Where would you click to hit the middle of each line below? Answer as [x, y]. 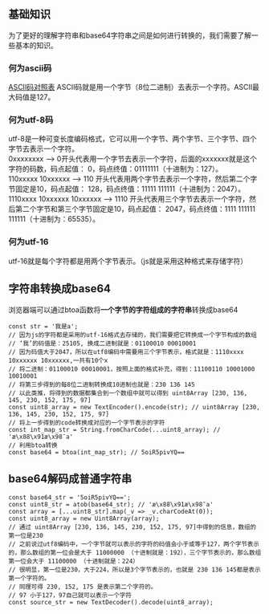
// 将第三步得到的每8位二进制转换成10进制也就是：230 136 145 [102, 384]
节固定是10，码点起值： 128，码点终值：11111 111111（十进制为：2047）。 [127, 189]
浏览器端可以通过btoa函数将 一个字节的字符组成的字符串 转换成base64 [123, 309]
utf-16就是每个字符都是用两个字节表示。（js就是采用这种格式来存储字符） [128, 261]
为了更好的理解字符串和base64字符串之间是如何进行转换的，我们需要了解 [130, 35]
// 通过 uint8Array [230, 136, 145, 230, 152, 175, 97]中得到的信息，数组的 [132, 527]
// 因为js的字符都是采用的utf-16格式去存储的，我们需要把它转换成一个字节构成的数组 [132, 335]
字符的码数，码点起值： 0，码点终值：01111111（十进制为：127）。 [116, 169]
